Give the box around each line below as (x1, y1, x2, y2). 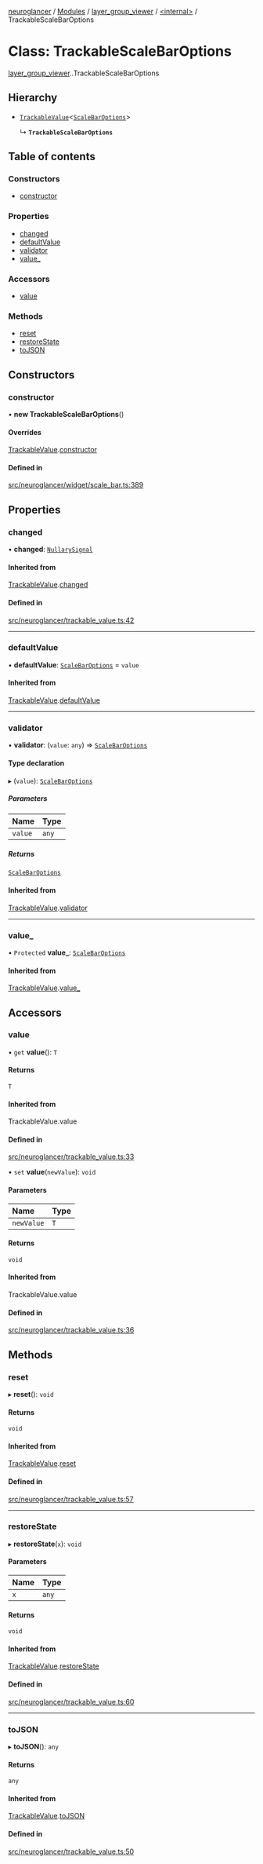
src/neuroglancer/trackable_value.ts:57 (8, 1494, 135, 1504)
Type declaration (8, 758, 65, 768)
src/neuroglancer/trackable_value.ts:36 (8, 1325, 135, 1335)
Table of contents (8, 150, 95, 163)
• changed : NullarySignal (8, 545, 93, 554)
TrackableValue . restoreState (8, 1661, 99, 1671)
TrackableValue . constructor (8, 445, 98, 455)
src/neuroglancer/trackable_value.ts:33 (8, 1152, 135, 1161)
